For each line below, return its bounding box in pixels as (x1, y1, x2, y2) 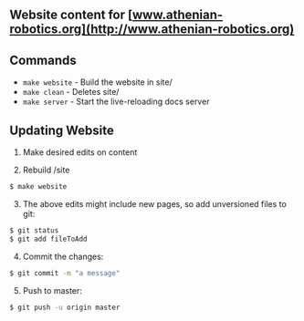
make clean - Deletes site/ (22, 87, 120, 98)
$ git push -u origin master (9, 303, 121, 312)
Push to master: (22, 285, 82, 295)
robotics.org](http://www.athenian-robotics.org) (9, 22, 295, 37)
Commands (9, 52, 78, 67)
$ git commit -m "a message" (9, 268, 121, 277)
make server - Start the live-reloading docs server (22, 96, 210, 108)
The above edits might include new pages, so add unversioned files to (22, 198, 288, 209)
